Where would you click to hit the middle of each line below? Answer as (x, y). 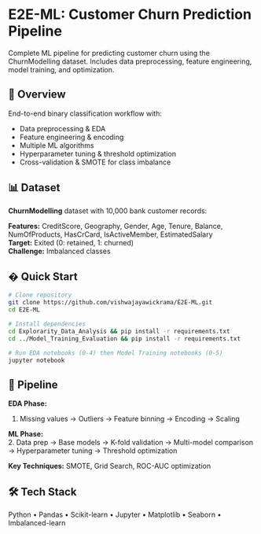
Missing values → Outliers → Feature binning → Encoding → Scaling (129, 419)
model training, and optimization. (61, 69)
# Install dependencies (47, 324)
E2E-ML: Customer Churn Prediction (130, 15)
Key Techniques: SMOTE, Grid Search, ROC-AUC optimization (109, 466)
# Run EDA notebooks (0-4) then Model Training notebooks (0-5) (116, 353)
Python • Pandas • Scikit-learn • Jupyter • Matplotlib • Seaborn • (115, 514)
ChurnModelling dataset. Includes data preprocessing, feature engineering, (130, 61)
